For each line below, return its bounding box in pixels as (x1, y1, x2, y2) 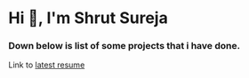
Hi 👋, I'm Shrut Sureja (8, 8, 168, 28)
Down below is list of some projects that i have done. (8, 40, 241, 52)
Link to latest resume (8, 59, 85, 70)
